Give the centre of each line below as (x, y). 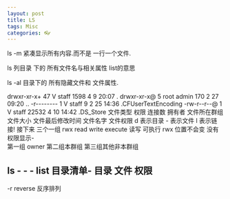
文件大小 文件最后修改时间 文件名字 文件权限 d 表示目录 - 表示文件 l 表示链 (112, 121)
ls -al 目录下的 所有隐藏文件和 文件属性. (63, 83)
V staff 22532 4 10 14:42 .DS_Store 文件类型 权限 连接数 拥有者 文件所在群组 (115, 112)
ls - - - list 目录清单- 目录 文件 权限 (80, 170)
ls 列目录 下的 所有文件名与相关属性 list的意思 (71, 68)
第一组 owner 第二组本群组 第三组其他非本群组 (73, 146)
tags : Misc (23, 26)
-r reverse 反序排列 (34, 189)
